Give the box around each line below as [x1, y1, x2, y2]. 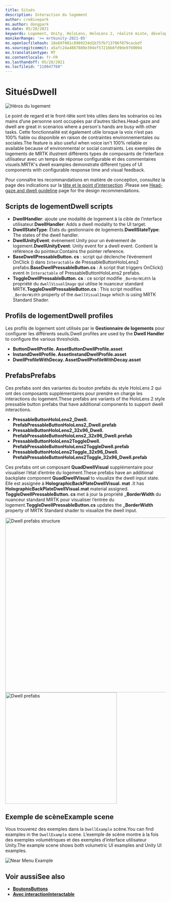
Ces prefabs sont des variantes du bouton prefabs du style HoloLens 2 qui [5, 385, 162, 391]
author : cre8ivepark [5, 17, 49, 22]
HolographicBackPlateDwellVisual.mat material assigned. [5, 485, 129, 491]
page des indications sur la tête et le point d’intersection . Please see [5, 182, 149, 188]
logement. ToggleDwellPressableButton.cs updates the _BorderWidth [5, 502, 154, 508]
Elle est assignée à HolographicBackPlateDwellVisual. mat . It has [5, 480, 144, 486]
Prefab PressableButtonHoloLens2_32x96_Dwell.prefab [12, 432, 132, 439]
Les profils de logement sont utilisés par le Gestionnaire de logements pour [5, 325, 165, 331]
